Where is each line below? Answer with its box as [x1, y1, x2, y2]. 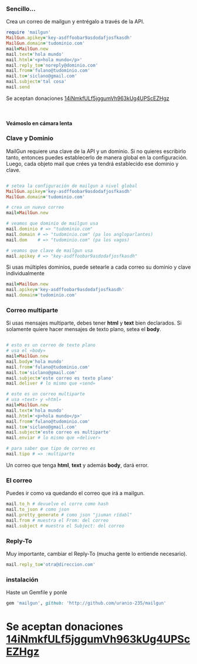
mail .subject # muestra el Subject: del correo [6, 523, 125, 529]
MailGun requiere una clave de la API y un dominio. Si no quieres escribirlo [6, 148, 186, 155]
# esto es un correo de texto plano [6, 342, 96, 348]
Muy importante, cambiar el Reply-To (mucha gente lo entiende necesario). [6, 550, 188, 557]
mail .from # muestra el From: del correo [6, 517, 109, 523]
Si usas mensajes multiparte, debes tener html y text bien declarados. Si [6, 319, 182, 326]
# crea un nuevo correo [6, 205, 64, 211]
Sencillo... [6, 5, 36, 13]
